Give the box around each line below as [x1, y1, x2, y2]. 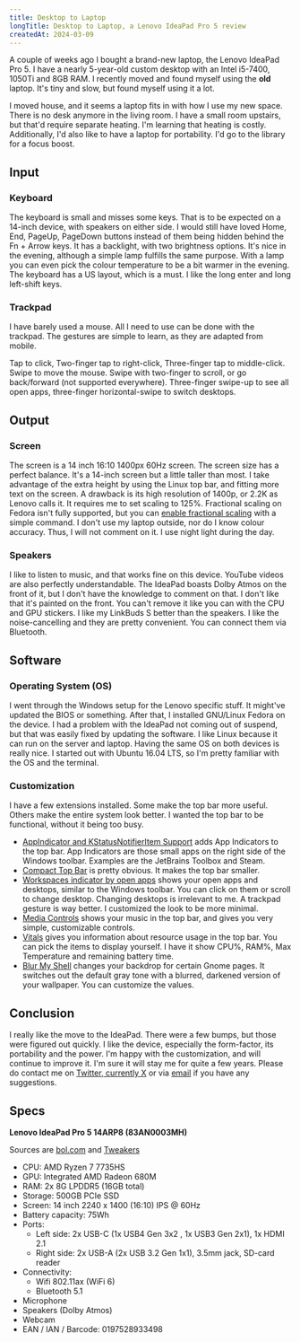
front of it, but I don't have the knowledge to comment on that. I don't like [9, 589, 279, 600]
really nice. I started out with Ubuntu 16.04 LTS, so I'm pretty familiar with [9, 748, 279, 759]
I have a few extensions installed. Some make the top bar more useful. [9, 800, 269, 811]
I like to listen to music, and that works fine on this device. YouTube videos [9, 569, 284, 580]
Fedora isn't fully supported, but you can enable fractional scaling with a [9, 508, 277, 519]
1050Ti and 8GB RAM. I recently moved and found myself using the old [9, 74, 271, 84]
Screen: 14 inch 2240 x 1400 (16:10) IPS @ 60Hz [21, 1199, 201, 1210]
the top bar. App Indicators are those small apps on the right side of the [21, 846, 287, 857]
